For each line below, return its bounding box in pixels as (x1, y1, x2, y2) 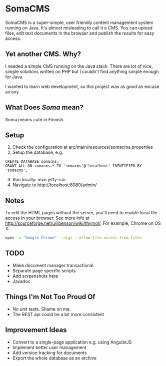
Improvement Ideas (5, 326, 67, 335)
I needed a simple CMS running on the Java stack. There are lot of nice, (5, 63, 153, 69)
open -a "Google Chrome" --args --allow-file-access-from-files (5, 235, 142, 240)
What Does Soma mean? (5, 103, 83, 112)
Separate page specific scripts (12, 268, 76, 274)
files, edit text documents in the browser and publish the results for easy (5, 30, 154, 36)
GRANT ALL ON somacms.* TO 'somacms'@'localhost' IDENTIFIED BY (5, 163, 142, 169)
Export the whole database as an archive (12, 355, 96, 361)
